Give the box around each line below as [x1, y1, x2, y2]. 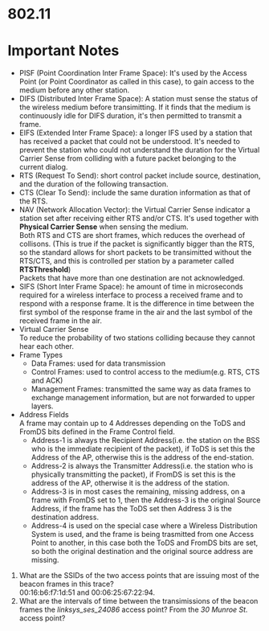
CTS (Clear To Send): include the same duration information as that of [18, 188, 251, 198]
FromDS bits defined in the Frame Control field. [18, 427, 176, 436]
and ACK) [31, 375, 63, 386]
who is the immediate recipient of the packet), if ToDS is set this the [31, 444, 255, 454]
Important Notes [7, 42, 120, 60]
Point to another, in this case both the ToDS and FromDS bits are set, [31, 538, 259, 547]
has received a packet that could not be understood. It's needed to [18, 137, 240, 146]
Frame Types [18, 350, 63, 360]
